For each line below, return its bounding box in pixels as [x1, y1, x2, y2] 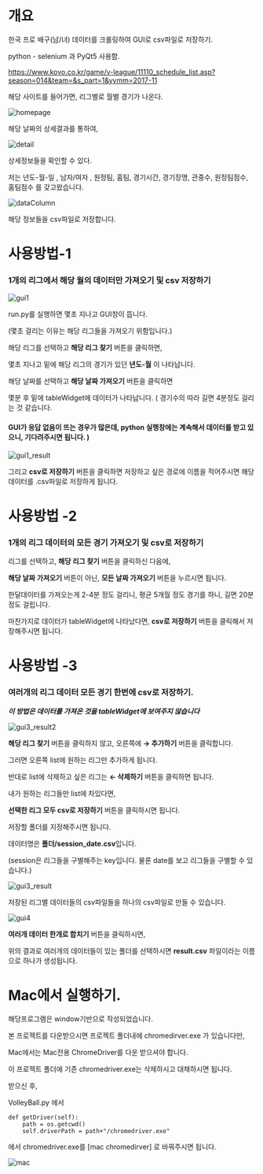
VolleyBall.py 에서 [8, 1098, 64, 1107]
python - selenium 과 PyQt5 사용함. [8, 51, 120, 61]
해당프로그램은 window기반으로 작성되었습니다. [8, 1013, 154, 1024]
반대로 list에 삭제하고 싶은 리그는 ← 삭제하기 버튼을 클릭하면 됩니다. [8, 772, 214, 781]
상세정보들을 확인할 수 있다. [8, 155, 93, 165]
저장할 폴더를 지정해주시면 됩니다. [8, 822, 111, 831]
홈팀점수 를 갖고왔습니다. [8, 182, 84, 191]
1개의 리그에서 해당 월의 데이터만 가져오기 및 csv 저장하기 [8, 275, 211, 286]
